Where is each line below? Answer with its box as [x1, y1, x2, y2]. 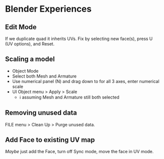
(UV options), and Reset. [5, 41, 55, 47]
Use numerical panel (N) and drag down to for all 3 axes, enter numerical [12, 78, 160, 84]
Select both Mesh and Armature [12, 73, 77, 79]
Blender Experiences [5, 3, 92, 15]
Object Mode [12, 68, 39, 74]
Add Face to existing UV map [5, 136, 95, 144]
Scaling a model [5, 55, 55, 63]
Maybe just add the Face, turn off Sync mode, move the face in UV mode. [5, 149, 154, 155]
